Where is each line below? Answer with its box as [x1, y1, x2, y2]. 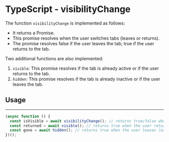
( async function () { [5, 114, 51, 119]
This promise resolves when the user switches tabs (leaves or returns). [12, 35, 160, 41]
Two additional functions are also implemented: [5, 55, 104, 61]
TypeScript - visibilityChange [5, 4, 131, 15]
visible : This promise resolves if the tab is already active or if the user [12, 65, 159, 71]
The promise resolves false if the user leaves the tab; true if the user [12, 40, 154, 46]
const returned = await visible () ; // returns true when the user [10, 123, 152, 128]
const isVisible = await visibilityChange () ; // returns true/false [10, 118, 156, 123]
